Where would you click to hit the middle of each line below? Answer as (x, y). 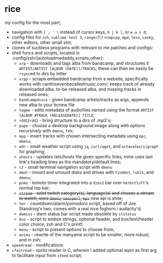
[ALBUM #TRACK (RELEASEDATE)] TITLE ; (57, 115)
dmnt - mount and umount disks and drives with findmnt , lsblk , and (86, 172)
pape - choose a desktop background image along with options (82, 125)
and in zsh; (30, 240)
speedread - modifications (37, 245)
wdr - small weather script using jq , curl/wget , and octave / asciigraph (89, 146)
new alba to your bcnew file (47, 105)
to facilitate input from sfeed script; (47, 255)
